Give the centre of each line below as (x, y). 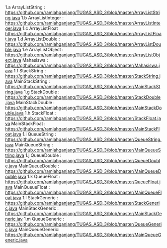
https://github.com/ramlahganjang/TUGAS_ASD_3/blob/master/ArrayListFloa (83, 34)
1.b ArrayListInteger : (42, 18)
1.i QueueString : (39, 134)
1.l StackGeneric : (40, 198)
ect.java (13, 60)
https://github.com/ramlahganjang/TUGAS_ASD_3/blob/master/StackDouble (83, 97)
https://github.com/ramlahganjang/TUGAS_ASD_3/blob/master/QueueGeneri (83, 224)
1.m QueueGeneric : (44, 219)
